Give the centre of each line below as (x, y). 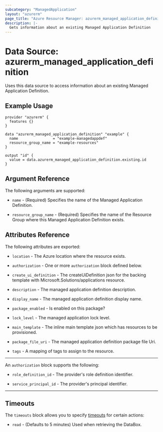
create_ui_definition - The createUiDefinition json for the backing (79, 275)
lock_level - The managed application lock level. (61, 317)
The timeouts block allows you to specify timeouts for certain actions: (75, 415)
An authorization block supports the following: (52, 365)
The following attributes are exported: (43, 247)
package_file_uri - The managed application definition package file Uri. (84, 341)
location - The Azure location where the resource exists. (69, 256)
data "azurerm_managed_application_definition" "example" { (67, 134)
